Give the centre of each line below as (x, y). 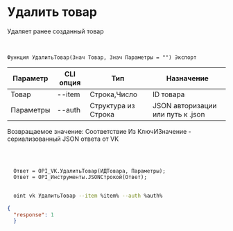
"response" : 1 (34, 215)
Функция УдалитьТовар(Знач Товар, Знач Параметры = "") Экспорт (102, 57)
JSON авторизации (184, 105)
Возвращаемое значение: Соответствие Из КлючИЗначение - (100, 131)
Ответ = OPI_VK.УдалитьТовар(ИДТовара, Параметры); (90, 171)
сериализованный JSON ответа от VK (63, 139)
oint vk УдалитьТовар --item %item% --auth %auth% (88, 196)
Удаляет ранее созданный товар (55, 31)
